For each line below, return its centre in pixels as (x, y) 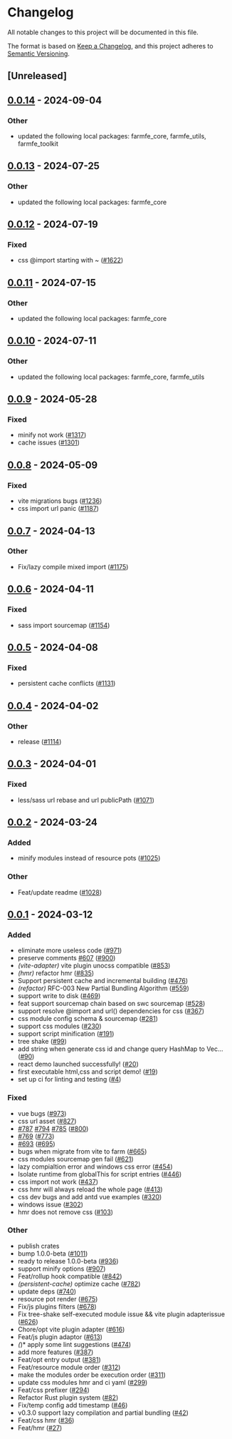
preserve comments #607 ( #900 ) (67, 958)
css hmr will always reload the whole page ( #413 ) (90, 1189)
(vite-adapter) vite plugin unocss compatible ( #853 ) (94, 966)
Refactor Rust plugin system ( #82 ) (68, 1397)
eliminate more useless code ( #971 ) (70, 950)
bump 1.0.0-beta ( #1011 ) (53, 1254)
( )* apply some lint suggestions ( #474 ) (74, 1344)
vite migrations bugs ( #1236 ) (60, 501)
